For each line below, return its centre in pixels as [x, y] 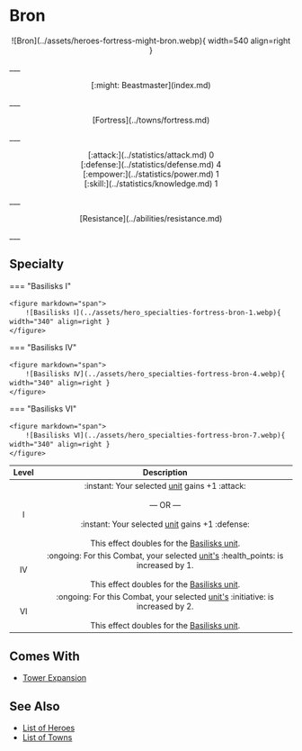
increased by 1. [165, 565]
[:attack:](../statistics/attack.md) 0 [151, 155]
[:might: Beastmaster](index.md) [151, 85]
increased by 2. [165, 606]
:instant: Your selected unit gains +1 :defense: [165, 524]
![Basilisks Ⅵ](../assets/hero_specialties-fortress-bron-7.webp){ [155, 435]
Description [165, 473]
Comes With [45, 656]
